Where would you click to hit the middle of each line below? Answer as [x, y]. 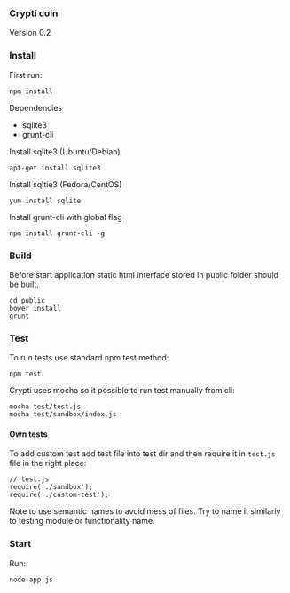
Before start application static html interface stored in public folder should [144, 274]
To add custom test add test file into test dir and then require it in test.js [143, 454]
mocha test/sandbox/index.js [63, 415]
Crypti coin [34, 13]
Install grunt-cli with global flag [66, 217]
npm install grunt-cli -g [57, 233]
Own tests [28, 434]
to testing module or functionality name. [82, 521]
